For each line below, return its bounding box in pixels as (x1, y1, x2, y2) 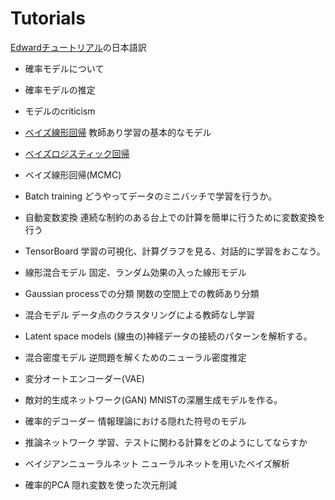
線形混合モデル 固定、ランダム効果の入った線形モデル (24, 266, 247, 278)
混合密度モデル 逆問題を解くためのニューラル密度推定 (24, 351, 247, 363)
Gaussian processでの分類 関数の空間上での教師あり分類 (24, 287, 260, 299)
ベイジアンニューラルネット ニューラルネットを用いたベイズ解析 (24, 457, 290, 469)
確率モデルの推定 (24, 83, 96, 96)
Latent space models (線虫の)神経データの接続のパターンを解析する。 (24, 330, 313, 342)
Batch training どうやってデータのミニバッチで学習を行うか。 (24, 190, 278, 202)
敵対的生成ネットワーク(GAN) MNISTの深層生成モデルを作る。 (24, 393, 283, 406)
